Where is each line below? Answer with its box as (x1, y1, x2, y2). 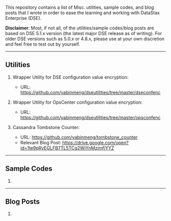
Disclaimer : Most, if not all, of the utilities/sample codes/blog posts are (5, 25, 154, 31)
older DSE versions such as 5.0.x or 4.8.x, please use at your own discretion (5, 36, 164, 42)
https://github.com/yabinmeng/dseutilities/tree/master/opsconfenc (20, 114, 161, 120)
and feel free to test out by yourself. (5, 41, 80, 47)
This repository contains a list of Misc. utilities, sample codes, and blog (5, 5, 154, 10)
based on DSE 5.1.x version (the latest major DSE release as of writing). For (5, 30, 162, 36)
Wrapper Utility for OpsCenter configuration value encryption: (12, 99, 142, 105)
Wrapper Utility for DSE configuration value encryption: (12, 74, 129, 80)
